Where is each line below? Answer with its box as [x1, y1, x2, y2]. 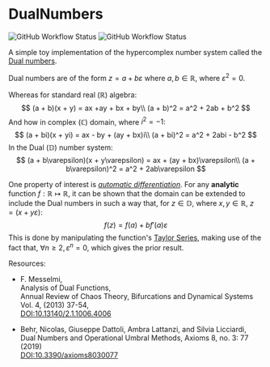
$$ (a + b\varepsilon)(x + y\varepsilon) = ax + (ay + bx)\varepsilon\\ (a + [15, 156, 256, 165]
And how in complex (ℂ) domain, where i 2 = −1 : [8, 115, 166, 126]
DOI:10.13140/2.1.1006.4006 [19, 309, 112, 318]
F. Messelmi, [19, 274, 63, 284]
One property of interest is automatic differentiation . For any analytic [8, 180, 240, 190]
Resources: [8, 258, 46, 268]
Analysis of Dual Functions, [19, 283, 112, 292]
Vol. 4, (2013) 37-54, [19, 300, 89, 309]
